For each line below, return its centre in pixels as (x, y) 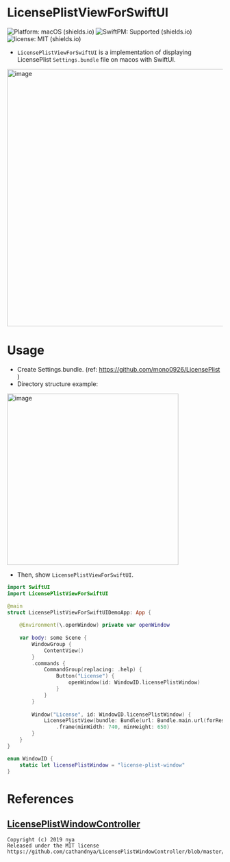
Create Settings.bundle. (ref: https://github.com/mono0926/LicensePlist (118, 369)
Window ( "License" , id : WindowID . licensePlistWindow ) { (112, 715)
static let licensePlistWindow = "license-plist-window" (102, 765)
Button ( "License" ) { (85, 676)
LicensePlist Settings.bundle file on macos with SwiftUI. (96, 59)
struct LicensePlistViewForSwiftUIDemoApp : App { (79, 612)
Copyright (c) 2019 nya (41, 840)
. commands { (49, 663)
